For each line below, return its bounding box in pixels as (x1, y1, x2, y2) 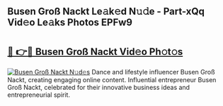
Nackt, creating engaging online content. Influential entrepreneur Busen (7, 76, 217, 84)
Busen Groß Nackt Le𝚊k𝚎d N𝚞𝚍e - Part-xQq (7, 6, 205, 18)
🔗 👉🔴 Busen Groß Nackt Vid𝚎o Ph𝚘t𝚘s (7, 46, 183, 58)
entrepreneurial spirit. (7, 91, 71, 99)
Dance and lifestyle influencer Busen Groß (91, 68, 215, 76)
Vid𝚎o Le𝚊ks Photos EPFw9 (7, 17, 133, 29)
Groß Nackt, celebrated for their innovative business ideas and (7, 84, 190, 91)
